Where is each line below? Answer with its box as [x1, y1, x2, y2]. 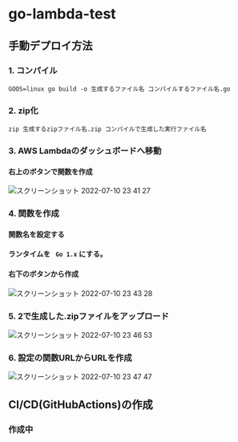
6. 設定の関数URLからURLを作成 [8, 352, 132, 363]
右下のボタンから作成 [8, 270, 79, 278]
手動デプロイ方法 [8, 39, 93, 52]
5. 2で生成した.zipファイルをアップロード [8, 310, 170, 322]
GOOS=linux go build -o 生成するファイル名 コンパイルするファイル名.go [8, 85, 231, 93]
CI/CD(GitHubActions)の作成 [8, 398, 154, 412]
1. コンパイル [8, 65, 58, 76]
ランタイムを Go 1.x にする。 [8, 249, 107, 259]
